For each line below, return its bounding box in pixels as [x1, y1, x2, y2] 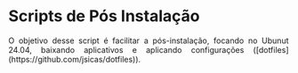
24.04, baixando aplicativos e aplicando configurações [8, 44, 245, 55]
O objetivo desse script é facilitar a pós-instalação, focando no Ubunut [8, 35, 289, 46]
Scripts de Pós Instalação [8, 6, 200, 26]
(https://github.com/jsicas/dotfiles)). [8, 54, 141, 64]
